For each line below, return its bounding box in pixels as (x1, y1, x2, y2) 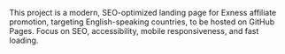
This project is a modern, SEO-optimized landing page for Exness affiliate (9, 8, 277, 17)
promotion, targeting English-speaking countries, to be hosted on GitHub (9, 17, 275, 27)
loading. (9, 35, 39, 45)
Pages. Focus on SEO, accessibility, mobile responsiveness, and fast (9, 26, 259, 36)
